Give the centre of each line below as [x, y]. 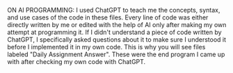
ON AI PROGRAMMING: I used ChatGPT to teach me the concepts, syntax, [114, 10]
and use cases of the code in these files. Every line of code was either [108, 17]
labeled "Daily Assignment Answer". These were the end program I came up [116, 54]
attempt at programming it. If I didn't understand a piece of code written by [114, 32]
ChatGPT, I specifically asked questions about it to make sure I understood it [117, 40]
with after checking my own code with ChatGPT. [77, 62]
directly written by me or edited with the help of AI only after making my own [117, 25]
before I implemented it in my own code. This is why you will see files [106, 47]
